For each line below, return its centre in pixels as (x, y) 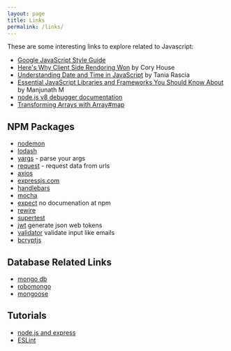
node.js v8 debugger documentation (70, 97)
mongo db (32, 279)
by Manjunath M (40, 90)
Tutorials (27, 316)
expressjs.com (38, 181)
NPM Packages (41, 127)
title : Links (26, 20)
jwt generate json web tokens (60, 225)
